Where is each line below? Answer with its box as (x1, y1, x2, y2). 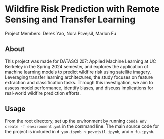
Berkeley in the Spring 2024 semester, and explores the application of (5, 63, 149, 69)
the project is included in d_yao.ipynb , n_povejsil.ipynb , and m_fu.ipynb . (5, 128, 155, 134)
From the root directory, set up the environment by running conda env (5, 118, 147, 124)
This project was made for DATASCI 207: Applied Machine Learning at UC (5, 58, 156, 64)
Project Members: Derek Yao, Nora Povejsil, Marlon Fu (5, 30, 117, 36)
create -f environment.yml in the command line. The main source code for (5, 123, 159, 129)
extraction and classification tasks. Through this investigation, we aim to (5, 79, 153, 85)
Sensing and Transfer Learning (5, 14, 136, 25)
